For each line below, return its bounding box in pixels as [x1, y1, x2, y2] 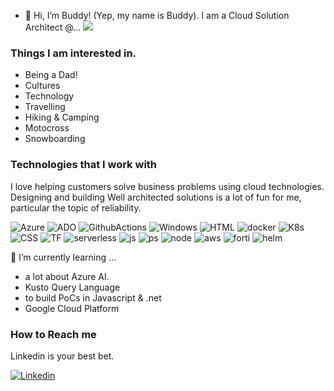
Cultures [24, 80, 61, 92]
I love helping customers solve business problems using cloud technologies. [10, 180, 325, 192]
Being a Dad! [24, 69, 78, 81]
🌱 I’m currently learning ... [10, 251, 117, 263]
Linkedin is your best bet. [10, 350, 115, 362]
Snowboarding [24, 133, 86, 145]
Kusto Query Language [24, 281, 121, 293]
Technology [24, 90, 75, 102]
